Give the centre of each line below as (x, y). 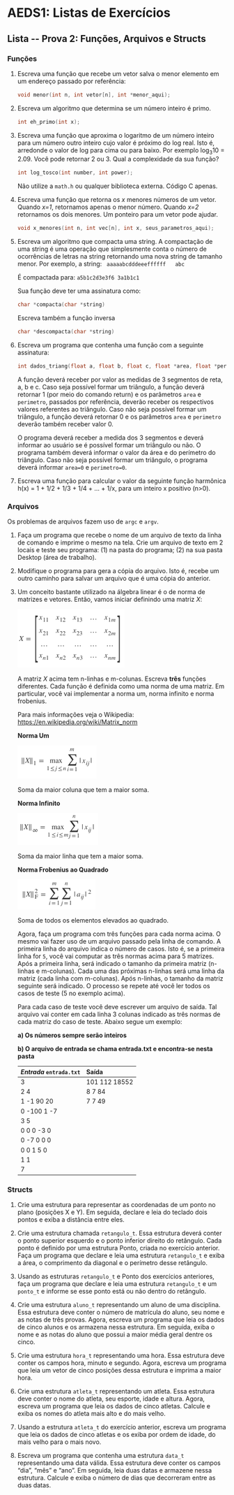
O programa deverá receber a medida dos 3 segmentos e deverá (110, 438)
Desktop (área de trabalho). (57, 558)
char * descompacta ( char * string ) (66, 332)
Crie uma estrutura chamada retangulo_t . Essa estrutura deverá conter (119, 1233)
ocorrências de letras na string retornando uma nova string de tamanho (120, 257)
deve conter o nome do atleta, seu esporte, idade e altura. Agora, (111, 1399)
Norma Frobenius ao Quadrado (63, 870)
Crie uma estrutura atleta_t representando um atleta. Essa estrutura (116, 1391)
